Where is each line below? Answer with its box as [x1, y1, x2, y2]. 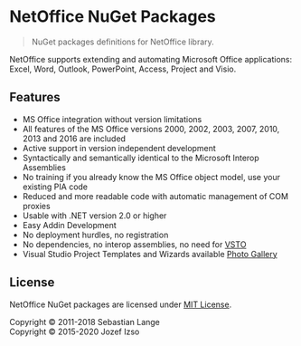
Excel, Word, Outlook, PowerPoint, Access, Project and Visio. [9, 63, 237, 74]
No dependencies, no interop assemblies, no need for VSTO [22, 238, 247, 250]
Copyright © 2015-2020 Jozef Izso [9, 326, 140, 337]
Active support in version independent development [22, 142, 217, 153]
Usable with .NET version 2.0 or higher [22, 210, 167, 221]
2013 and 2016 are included [22, 133, 127, 144]
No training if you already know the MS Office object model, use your [22, 171, 280, 182]
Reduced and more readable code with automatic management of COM [22, 190, 289, 201]
